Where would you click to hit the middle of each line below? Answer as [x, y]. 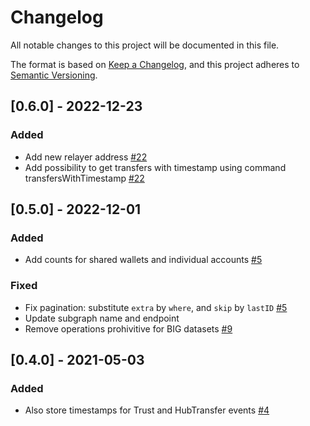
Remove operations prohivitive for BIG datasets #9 [128, 328]
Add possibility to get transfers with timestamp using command [155, 167]
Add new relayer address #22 [86, 157]
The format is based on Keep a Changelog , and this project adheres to [155, 64]
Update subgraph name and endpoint [102, 318]
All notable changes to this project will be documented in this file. [145, 45]
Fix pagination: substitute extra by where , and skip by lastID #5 [156, 307]
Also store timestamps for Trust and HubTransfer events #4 [147, 410]
